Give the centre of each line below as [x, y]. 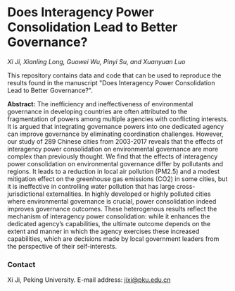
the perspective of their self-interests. [62, 246]
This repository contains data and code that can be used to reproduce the [114, 75]
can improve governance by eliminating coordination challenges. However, [115, 134]
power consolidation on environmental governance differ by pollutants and [115, 163]
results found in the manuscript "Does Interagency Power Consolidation [111, 82]
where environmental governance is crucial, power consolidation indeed [112, 201]
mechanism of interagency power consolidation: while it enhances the [109, 216]
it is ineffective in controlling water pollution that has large [91, 186]
